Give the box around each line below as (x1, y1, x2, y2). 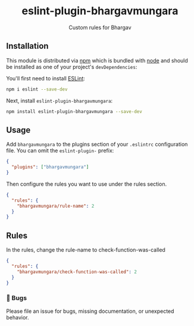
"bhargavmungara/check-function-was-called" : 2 (17, 269, 137, 275)
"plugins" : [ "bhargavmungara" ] (11, 164, 89, 170)
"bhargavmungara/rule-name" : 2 (17, 203, 95, 209)
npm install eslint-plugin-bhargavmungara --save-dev (6, 108, 143, 114)
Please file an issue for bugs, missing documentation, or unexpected (6, 308, 174, 315)
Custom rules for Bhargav (68, 24, 132, 31)
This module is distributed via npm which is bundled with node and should (6, 57, 189, 64)
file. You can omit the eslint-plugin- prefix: (6, 147, 114, 154)
